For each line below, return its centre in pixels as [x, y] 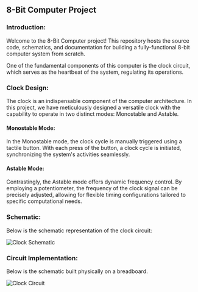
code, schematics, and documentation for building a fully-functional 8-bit [98, 47]
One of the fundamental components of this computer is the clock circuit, [98, 65]
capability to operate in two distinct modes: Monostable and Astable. [93, 114]
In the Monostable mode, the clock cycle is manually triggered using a [94, 141]
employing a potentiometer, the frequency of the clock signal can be [92, 188]
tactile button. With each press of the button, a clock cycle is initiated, [94, 148]
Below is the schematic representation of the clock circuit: [79, 230]
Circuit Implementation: [42, 258]
